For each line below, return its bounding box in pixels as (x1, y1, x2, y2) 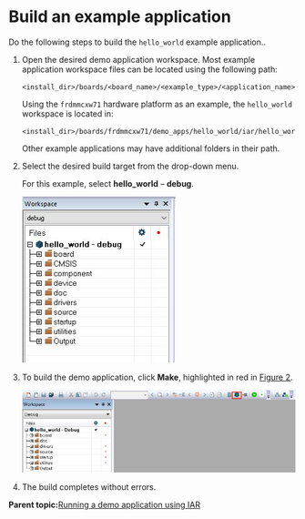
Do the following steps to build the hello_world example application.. (8, 36, 266, 47)
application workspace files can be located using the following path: (21, 64, 279, 75)
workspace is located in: (21, 107, 114, 119)
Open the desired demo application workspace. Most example (21, 54, 256, 65)
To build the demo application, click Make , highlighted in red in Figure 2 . (21, 371, 293, 382)
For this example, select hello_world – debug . (21, 178, 195, 188)
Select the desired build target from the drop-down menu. (21, 160, 239, 171)
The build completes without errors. (21, 482, 157, 493)
